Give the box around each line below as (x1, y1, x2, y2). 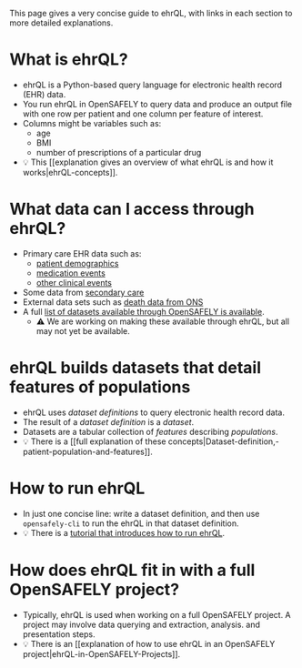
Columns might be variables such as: (22, 117, 162, 128)
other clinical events (35, 277, 112, 288)
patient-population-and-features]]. (22, 446, 153, 457)
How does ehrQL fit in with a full (9, 560, 256, 581)
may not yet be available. (35, 325, 130, 336)
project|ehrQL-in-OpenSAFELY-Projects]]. (22, 648, 181, 659)
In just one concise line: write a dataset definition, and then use (22, 508, 260, 519)
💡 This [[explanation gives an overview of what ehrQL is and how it (22, 157, 274, 167)
